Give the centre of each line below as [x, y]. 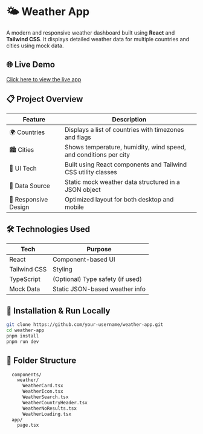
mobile [74, 207]
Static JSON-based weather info [99, 289]
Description [129, 119]
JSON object [82, 189]
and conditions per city [97, 154]
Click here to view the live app [44, 79]
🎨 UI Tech [23, 168]
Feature [34, 119]
